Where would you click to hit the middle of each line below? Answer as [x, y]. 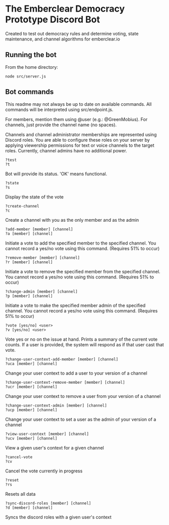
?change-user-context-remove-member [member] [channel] [65, 382]
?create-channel [22, 206]
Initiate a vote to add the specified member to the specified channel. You [81, 243]
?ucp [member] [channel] [31, 410]
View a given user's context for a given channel [55, 448]
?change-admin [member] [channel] [42, 292]
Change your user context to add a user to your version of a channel [76, 373]
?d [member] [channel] [29, 508]
